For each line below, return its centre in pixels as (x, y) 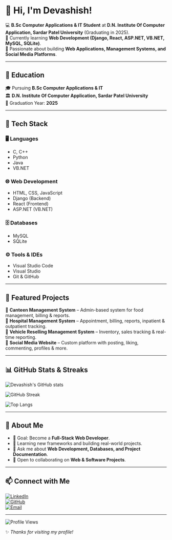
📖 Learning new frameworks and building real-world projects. (77, 443)
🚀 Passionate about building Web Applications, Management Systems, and (86, 49)
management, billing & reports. (38, 316)
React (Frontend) (30, 204)
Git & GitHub (26, 277)
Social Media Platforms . (31, 54)
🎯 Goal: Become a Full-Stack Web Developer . (61, 438)
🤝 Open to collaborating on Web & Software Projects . (69, 459)
